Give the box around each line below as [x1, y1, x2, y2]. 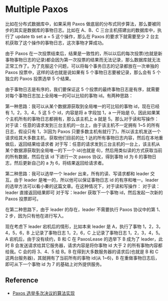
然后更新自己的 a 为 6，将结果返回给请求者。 [14, 160, 107, 166]
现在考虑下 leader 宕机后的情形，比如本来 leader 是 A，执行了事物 [5, 223, 142, 230]
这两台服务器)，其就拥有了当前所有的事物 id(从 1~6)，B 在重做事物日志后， [5, 255, 159, 261]
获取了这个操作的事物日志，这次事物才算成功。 [9, 39, 106, 46]
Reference [5, 276, 39, 285]
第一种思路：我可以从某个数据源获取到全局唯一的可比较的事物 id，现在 [5, 103, 151, 109]
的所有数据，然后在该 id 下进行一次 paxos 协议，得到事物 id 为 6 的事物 [5, 154, 152, 160]
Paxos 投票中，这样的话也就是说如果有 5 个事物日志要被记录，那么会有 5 [5, 69, 155, 75]
